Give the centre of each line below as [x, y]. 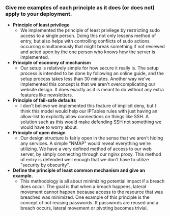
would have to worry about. [49, 127]
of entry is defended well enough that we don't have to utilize [84, 160]
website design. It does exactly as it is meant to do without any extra [92, 90]
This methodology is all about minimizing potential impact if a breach [92, 181]
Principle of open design [39, 133]
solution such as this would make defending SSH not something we [91, 122]
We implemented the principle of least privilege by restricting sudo [90, 30]
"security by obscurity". [45, 165]
